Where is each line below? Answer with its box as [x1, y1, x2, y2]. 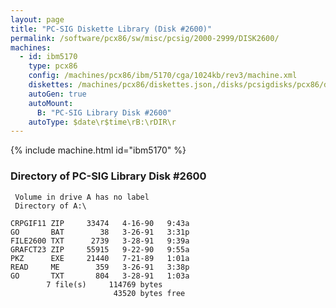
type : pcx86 [28, 61, 78, 71]
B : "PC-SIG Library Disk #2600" [36, 107, 172, 118]
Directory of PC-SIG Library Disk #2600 [10, 169, 207, 183]
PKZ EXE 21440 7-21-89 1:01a [10, 253, 190, 263]
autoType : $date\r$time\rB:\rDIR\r [28, 117, 177, 127]
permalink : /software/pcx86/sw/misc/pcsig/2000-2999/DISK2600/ [10, 33, 280, 43]
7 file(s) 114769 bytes [46, 279, 163, 290]
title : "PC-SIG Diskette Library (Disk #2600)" [10, 24, 213, 34]
